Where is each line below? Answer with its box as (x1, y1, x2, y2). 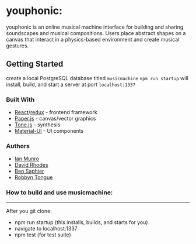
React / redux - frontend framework (14, 109, 97, 116)
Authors (6, 142, 30, 150)
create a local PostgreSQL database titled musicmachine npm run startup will (6, 74, 188, 81)
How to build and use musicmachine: (6, 188, 113, 197)
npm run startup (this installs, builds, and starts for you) (14, 218, 148, 226)
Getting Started (6, 59, 64, 69)
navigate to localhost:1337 (14, 225, 78, 232)
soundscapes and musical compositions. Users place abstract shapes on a (6, 29, 186, 36)
